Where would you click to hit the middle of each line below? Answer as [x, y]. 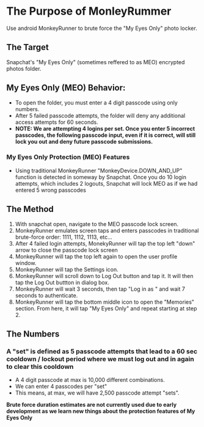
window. [26, 263]
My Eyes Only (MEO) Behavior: [66, 88]
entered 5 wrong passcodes [51, 190]
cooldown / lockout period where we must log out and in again [100, 359]
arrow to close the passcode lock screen [66, 250]
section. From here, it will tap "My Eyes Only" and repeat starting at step [106, 308]
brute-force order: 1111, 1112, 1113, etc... [64, 237]
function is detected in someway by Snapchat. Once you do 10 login [100, 177]
